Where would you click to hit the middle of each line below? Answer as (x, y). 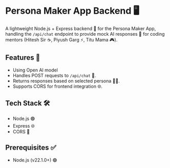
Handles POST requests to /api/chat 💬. (54, 75)
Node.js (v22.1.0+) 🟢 (35, 160)
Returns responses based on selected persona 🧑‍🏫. (66, 81)
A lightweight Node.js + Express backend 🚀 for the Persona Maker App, (81, 28)
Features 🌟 (23, 58)
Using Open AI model (35, 70)
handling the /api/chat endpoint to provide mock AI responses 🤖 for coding (85, 34)
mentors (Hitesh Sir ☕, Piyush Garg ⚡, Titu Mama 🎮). (61, 39)
